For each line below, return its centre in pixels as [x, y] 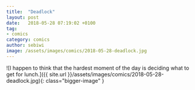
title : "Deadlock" [31, 12]
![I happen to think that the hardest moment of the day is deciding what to [98, 68]
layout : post [23, 17]
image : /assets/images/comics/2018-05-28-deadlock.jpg [77, 51]
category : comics [28, 40]
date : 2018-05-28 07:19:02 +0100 [51, 23]
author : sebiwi [25, 46]
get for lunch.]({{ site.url [36, 74]
